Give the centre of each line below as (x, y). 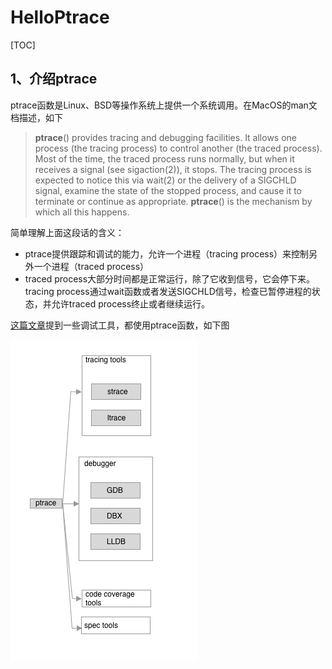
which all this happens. (82, 212)
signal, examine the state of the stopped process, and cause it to (168, 190)
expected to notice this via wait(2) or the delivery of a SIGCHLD (165, 180)
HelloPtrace (60, 17)
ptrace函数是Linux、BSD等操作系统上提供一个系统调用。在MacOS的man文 (164, 105)
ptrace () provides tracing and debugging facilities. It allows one (166, 137)
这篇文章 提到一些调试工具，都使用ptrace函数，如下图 (120, 325)
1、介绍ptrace (54, 79)
